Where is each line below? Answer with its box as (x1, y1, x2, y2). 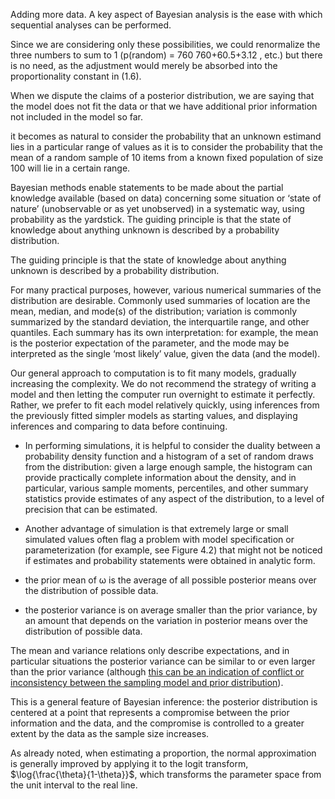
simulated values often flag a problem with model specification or (24, 534, 295, 545)
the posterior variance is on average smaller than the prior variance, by (24, 604, 318, 616)
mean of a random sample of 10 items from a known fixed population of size (10, 152, 324, 163)
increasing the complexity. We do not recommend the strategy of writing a (10, 378, 317, 389)
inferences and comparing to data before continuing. (10, 420, 228, 432)
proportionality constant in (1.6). (10, 70, 142, 82)
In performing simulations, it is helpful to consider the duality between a (24, 440, 321, 451)
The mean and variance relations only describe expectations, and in (10, 645, 290, 656)
